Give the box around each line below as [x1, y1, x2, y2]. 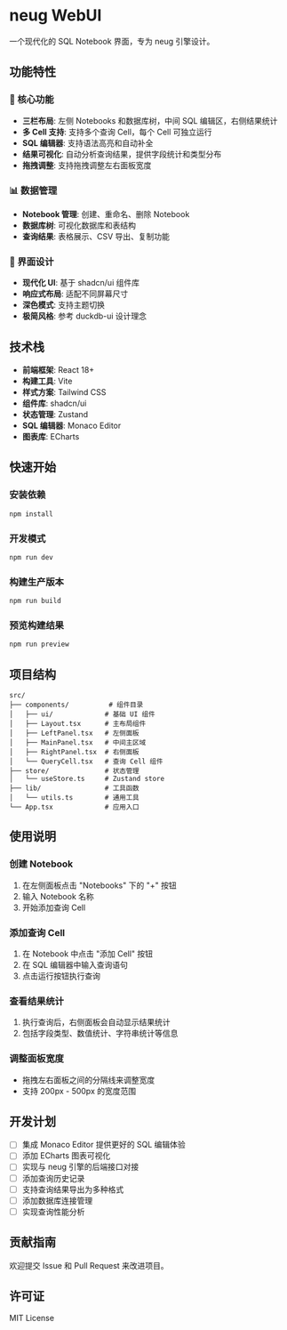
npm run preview [9, 640, 69, 649]
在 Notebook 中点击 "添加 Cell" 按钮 [21, 948, 154, 959]
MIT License [9, 1313, 55, 1324]
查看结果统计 [9, 995, 65, 1007]
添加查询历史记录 [21, 1173, 85, 1183]
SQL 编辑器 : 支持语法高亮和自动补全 [21, 137, 154, 148]
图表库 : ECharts [21, 431, 80, 442]
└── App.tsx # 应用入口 [9, 802, 140, 811]
